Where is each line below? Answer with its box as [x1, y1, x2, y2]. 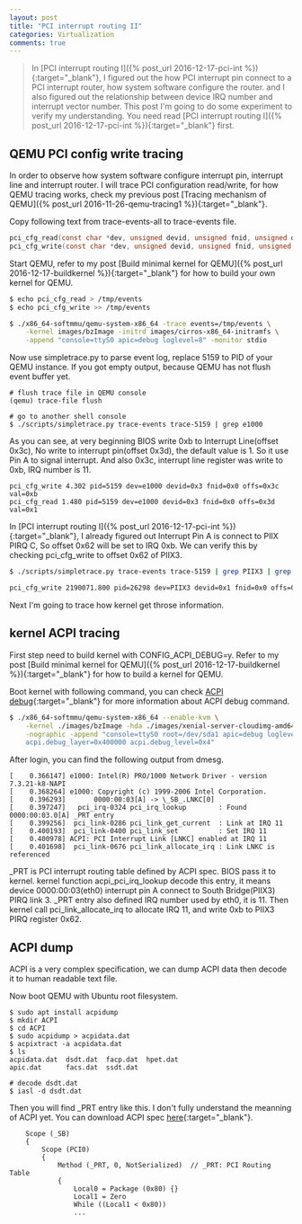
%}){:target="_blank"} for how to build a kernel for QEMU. [9, 669, 224, 679]
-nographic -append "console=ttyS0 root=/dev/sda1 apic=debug [25, 730, 263, 739]
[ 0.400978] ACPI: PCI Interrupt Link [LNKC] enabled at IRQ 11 [9, 835, 268, 844]
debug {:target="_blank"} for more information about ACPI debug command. [9, 696, 290, 706]
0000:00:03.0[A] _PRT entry [9, 811, 115, 820]
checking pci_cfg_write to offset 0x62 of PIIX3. [9, 550, 182, 561]
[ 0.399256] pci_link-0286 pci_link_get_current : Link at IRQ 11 [9, 819, 283, 828]
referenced [9, 850, 50, 859]
